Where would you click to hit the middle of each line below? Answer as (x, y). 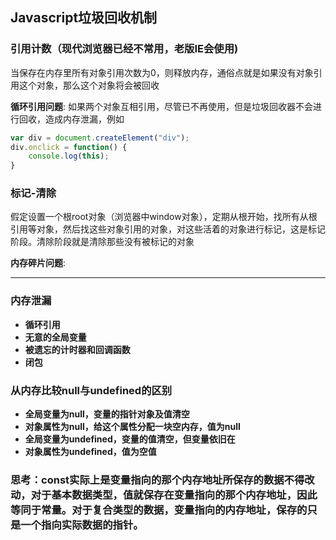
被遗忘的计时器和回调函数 (77, 349)
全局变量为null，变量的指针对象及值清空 (107, 414)
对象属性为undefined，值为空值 (90, 452)
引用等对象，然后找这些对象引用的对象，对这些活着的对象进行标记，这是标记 (168, 229)
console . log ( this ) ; (69, 156)
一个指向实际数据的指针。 (82, 525)
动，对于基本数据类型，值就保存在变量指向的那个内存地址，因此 (164, 495)
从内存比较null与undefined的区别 (91, 390)
